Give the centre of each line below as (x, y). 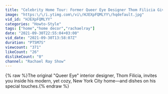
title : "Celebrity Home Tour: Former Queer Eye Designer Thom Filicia (80, 10)
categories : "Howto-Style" (33, 24)
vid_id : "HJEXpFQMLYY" (29, 19)
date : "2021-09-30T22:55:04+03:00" (42, 33)
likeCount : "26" (22, 52)
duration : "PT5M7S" (25, 43)
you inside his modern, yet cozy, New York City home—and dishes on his (80, 81)
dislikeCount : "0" (24, 57)
